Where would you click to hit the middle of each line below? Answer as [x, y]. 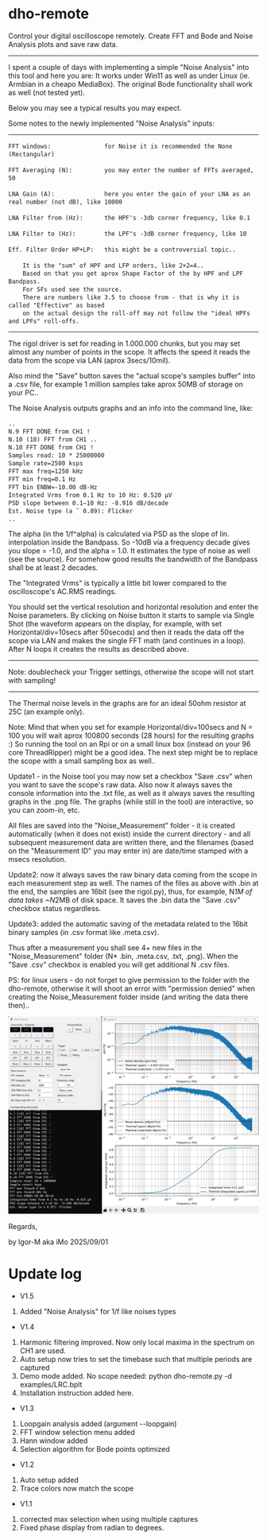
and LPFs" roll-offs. [44, 321]
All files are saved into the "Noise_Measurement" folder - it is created [122, 825]
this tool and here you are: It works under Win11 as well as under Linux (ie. [129, 76]
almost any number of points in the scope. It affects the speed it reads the [129, 351]
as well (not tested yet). [47, 92]
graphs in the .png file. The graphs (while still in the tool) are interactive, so [131, 801]
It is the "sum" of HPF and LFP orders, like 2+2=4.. [113, 266]
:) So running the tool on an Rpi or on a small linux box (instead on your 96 [130, 743]
